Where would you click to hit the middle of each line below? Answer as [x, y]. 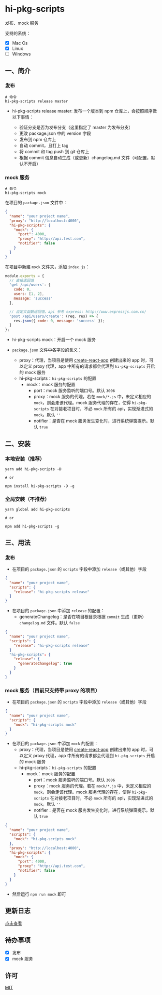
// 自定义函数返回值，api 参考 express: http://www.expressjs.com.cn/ [78, 311]
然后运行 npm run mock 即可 [39, 894]
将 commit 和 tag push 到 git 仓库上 [54, 151]
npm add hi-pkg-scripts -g [32, 527]
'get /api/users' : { [30, 285]
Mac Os [20, 43]
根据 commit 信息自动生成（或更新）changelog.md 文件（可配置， [85, 157]
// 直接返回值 [22, 280]
